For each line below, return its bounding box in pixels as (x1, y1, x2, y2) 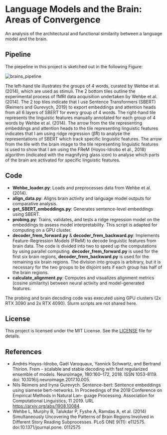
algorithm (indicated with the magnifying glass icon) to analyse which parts (5, 151, 160, 157)
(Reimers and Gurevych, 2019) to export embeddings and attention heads (5, 104, 156, 110)
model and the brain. (5, 36, 48, 42)
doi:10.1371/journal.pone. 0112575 (12, 425, 81, 431)
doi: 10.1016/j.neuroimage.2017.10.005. (12, 377, 91, 383)
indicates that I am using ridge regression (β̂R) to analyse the (5, 131, 131, 137)
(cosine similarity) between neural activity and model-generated (12, 280, 145, 286)
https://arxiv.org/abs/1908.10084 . (12, 403, 81, 409)
